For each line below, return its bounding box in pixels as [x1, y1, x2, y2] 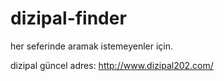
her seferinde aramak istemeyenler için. [10, 40, 174, 52]
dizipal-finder [10, 7, 127, 30]
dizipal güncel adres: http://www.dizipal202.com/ [10, 59, 214, 71]
